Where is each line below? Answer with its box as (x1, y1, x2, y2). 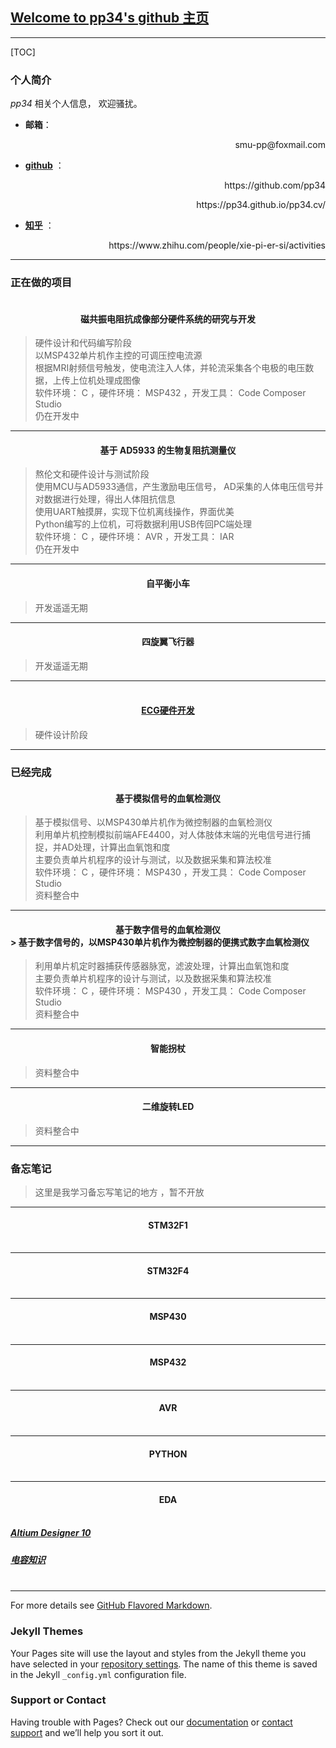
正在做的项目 (10, 276, 73, 290)
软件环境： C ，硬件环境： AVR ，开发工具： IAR (34, 531, 235, 543)
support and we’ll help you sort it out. (10, 1726, 164, 1738)
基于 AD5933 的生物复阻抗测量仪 (99, 444, 237, 456)
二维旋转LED (141, 1101, 195, 1113)
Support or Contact (10, 1693, 107, 1707)
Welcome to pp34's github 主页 (10, 9, 210, 27)
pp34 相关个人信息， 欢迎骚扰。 (10, 98, 143, 110)
